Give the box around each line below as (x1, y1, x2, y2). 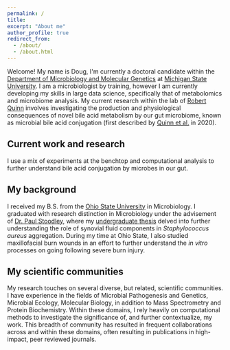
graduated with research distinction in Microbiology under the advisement (7, 209, 216, 217)
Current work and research (7, 138, 126, 150)
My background (7, 184, 77, 196)
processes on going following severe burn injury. (7, 245, 146, 254)
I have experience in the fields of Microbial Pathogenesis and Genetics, (7, 292, 209, 300)
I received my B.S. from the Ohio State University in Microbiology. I (7, 202, 196, 210)
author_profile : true (7, 29, 69, 36)
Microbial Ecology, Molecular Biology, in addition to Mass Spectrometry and (7, 298, 222, 307)
